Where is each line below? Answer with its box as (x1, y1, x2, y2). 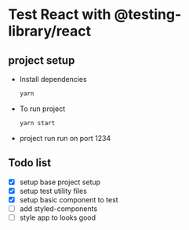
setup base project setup (19, 177, 100, 187)
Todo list (8, 156, 52, 170)
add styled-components (19, 203, 98, 213)
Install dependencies (19, 75, 88, 83)
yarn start (19, 119, 56, 127)
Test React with (8, 6, 111, 24)
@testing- (114, 6, 182, 24)
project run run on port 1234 (19, 133, 111, 143)
